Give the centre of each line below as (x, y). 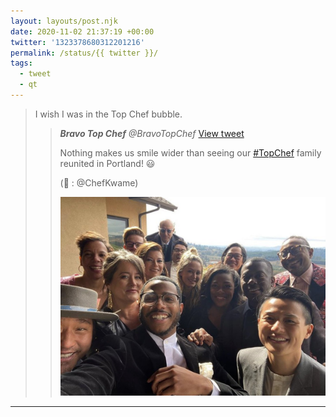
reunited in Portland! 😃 (107, 163)
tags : (21, 63)
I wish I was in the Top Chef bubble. (108, 114)
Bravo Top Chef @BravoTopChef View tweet (152, 133)
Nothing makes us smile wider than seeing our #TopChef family (190, 152)
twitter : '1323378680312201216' (77, 42)
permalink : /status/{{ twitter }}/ (84, 53)
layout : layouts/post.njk (64, 21)
